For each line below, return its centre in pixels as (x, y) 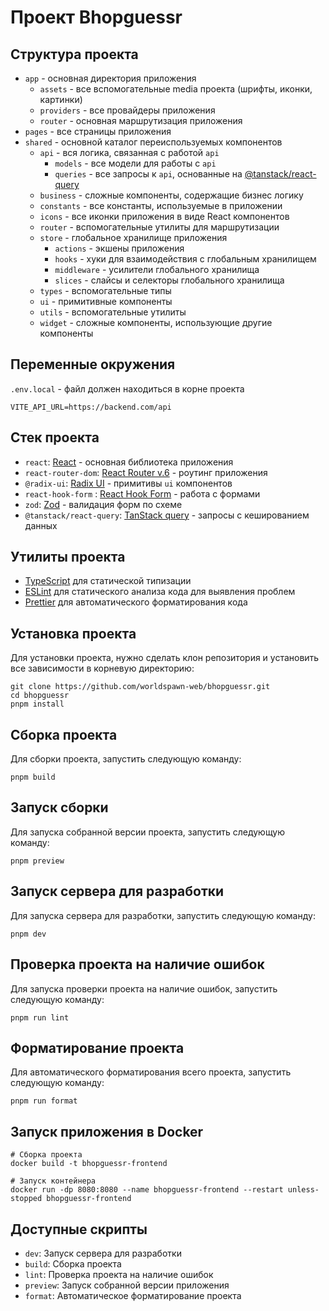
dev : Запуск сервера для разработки (103, 1253)
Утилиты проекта (68, 557)
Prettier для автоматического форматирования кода (136, 602)
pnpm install (37, 704)
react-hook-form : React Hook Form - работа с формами (142, 493)
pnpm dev (28, 934)
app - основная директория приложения (110, 78)
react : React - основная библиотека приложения (129, 462)
